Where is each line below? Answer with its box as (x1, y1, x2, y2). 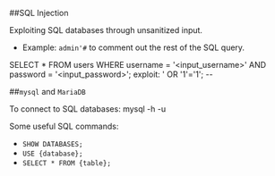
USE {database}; (21, 149, 83, 158)
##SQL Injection (9, 8, 69, 18)
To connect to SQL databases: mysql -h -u (9, 104, 167, 114)
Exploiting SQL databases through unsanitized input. (9, 25, 203, 35)
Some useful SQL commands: (9, 121, 119, 131)
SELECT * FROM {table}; (21, 159, 112, 168)
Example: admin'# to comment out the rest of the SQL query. (21, 42, 245, 53)
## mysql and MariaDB (9, 87, 87, 96)
